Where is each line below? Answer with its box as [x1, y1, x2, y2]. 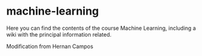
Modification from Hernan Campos [6, 43, 94, 50]
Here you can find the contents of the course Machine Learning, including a [6, 24, 197, 32]
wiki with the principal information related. [6, 30, 112, 38]
